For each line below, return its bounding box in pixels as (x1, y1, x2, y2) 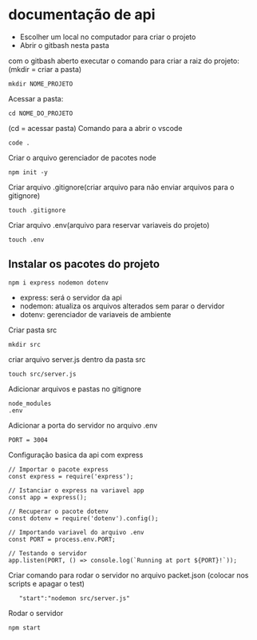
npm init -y (8, 168, 48, 177)
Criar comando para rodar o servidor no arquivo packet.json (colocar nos (8, 570, 249, 580)
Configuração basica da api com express (8, 450, 144, 459)
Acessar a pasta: (8, 93, 64, 103)
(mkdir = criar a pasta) (8, 64, 82, 74)
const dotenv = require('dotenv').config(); (8, 514, 159, 523)
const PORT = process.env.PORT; (8, 535, 116, 543)
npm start (8, 623, 42, 632)
